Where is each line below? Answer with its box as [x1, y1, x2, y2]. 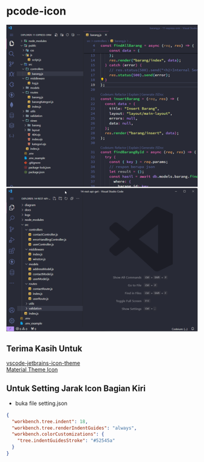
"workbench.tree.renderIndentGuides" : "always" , [12, 425, 137, 431]
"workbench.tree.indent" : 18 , [12, 418, 88, 424]
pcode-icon [6, 4, 67, 18]
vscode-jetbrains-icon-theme [6, 359, 81, 367]
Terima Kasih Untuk [6, 343, 83, 353]
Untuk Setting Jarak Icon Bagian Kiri [6, 384, 146, 394]
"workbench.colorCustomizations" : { [12, 431, 104, 438]
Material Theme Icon [6, 365, 58, 373]
